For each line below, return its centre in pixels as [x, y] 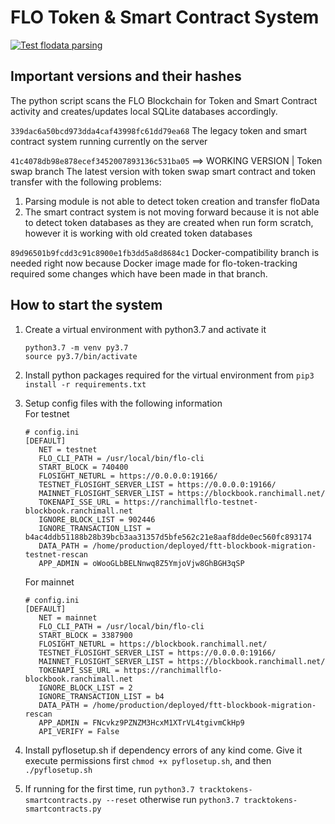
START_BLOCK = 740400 [83, 467]
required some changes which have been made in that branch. [139, 273]
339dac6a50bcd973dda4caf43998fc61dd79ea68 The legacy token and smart [159, 130]
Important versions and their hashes [126, 76]
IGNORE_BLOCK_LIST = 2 [85, 687]
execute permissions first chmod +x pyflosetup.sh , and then [148, 760]
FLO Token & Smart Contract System [165, 17]
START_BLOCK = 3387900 [85, 635]
